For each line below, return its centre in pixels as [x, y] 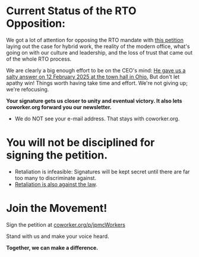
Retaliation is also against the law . [56, 184]
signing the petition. [57, 155]
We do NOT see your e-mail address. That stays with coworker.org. [97, 118]
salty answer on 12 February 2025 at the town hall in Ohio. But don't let [93, 77]
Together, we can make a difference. [52, 248]
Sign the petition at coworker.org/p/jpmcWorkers [66, 224]
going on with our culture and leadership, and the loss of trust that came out [99, 52]
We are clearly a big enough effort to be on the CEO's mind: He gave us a [96, 70]
